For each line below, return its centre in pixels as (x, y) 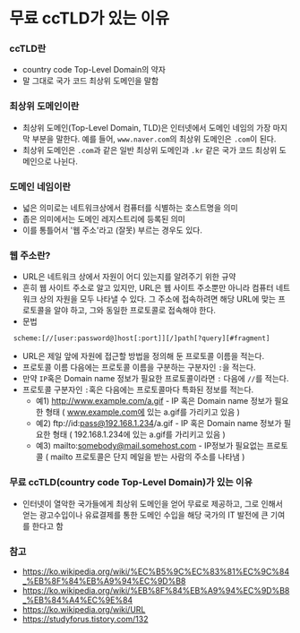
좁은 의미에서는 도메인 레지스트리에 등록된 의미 (103, 219)
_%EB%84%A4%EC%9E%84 (77, 600)
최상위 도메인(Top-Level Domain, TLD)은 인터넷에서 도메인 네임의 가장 (146, 127)
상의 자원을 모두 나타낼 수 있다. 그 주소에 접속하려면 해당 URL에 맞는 (157, 299)
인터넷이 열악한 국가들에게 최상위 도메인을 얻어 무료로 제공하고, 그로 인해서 (153, 503)
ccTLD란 (28, 48)
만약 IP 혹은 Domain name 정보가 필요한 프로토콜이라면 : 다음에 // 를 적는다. (155, 379)
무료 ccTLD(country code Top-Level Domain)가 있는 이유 (131, 483)
